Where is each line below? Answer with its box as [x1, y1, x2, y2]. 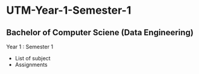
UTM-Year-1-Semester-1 [6, 4, 131, 17]
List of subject [14, 55, 51, 61]
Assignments [14, 61, 48, 68]
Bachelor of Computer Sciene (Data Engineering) [6, 27, 194, 38]
